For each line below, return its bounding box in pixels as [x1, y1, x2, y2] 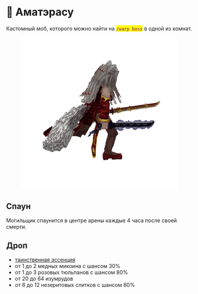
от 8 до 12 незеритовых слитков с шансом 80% [14, 282, 135, 289]
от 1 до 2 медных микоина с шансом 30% [14, 263, 121, 270]
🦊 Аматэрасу [6, 5, 74, 19]
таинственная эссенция [14, 256, 76, 263]
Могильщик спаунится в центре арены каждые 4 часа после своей [6, 217, 177, 224]
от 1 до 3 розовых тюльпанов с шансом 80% [14, 269, 129, 276]
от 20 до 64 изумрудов [14, 275, 74, 282]
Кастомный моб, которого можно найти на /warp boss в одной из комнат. [6, 25, 193, 32]
